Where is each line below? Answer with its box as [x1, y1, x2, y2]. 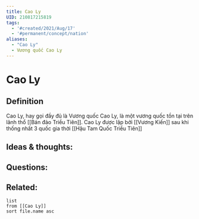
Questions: [6, 162, 48, 172]
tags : [6, 20, 20, 26]
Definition [6, 96, 43, 107]
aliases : [6, 36, 28, 42]
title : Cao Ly [6, 8, 42, 15]
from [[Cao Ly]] [6, 203, 46, 210]
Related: [6, 182, 38, 192]
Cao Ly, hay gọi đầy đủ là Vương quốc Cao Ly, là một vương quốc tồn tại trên [6, 112, 194, 119]
